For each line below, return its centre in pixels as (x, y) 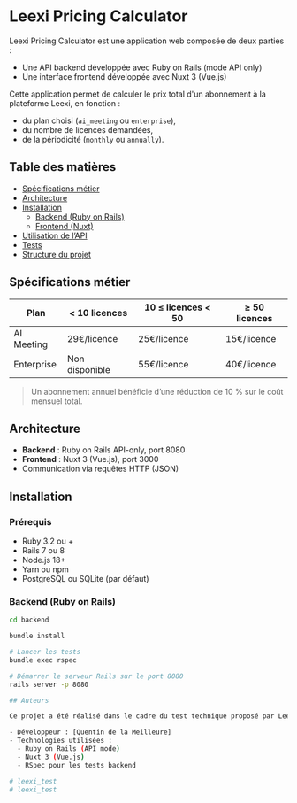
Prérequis (30, 521)
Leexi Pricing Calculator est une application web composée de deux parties (147, 41)
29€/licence (92, 338)
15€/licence (251, 338)
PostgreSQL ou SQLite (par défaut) (85, 579)
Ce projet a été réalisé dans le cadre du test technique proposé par (142, 716)
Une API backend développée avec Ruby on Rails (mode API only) (142, 67)
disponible (88, 369)
